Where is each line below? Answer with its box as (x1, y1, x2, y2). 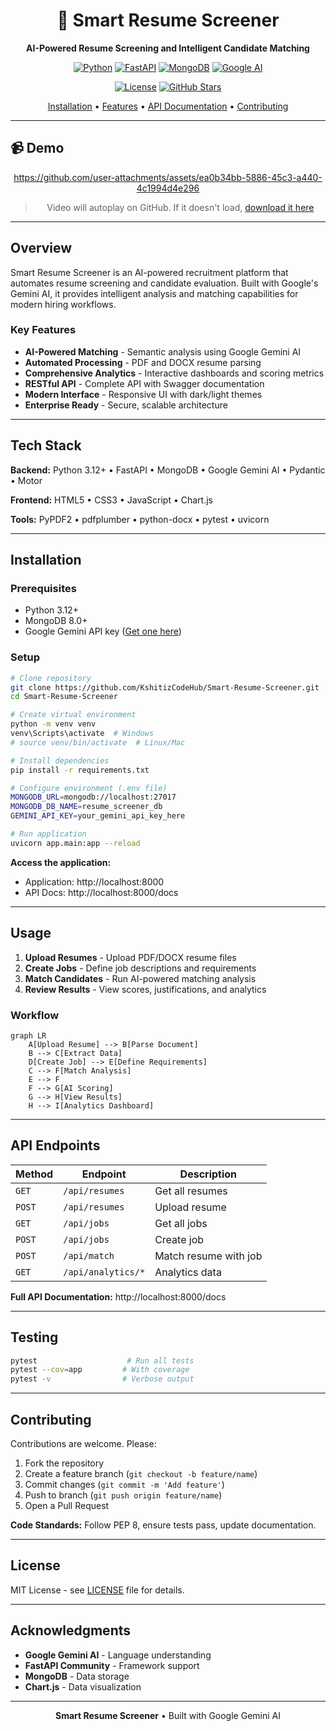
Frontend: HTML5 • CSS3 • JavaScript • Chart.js (10, 494, 213, 506)
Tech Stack (10, 437, 82, 454)
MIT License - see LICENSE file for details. (10, 1584, 185, 1596)
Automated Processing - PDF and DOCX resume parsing (24, 356, 262, 368)
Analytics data (154, 1265, 222, 1279)
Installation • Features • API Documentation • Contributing (47, 100, 289, 112)
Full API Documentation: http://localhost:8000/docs (10, 1290, 227, 1303)
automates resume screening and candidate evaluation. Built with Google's (10, 277, 319, 289)
